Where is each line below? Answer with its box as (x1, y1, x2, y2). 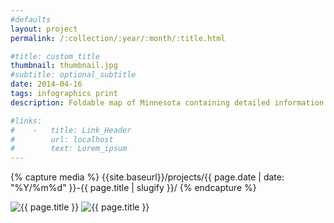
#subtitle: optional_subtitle (10, 70, 137, 80)
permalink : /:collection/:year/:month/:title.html (10, 33, 226, 43)
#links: (10, 116, 43, 126)
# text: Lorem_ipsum (10, 144, 128, 154)
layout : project (10, 24, 78, 34)
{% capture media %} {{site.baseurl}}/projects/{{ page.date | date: (10, 171, 285, 183)
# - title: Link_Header (10, 125, 132, 135)
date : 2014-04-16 (10, 79, 83, 90)
